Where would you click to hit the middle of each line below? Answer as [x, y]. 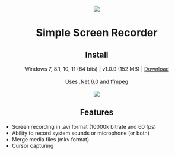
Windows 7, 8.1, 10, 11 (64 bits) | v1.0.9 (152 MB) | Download [97, 69]
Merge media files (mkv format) [50, 139]
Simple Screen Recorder [97, 33]
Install [97, 54]
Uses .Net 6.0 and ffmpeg [97, 81]
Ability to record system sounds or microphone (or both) [81, 133]
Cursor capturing [33, 145]
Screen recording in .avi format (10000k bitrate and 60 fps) [84, 126]
